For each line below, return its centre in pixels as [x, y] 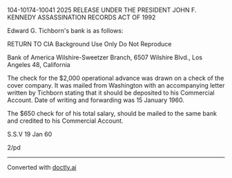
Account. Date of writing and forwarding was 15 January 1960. [96, 100]
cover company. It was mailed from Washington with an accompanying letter [116, 85]
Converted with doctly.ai [42, 167]
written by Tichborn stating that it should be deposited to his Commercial [111, 93]
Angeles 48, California [39, 65]
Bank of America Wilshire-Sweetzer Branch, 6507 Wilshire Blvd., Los [105, 57]
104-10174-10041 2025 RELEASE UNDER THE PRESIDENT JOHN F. [102, 10]
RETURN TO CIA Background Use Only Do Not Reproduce [89, 44]
